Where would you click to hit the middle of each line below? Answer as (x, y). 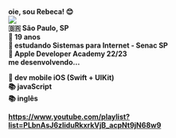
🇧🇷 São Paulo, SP (39, 28)
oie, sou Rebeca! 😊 (41, 11)
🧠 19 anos (25, 37)
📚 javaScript (30, 86)
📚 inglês (23, 98)
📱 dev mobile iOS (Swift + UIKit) (61, 77)
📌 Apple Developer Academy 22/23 (68, 54)
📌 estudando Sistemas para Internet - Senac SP (88, 45)
